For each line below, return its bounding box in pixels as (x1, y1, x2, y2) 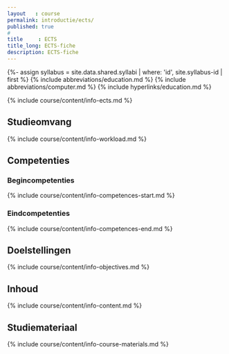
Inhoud (7, 283, 39, 295)
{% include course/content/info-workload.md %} (7, 135, 147, 143)
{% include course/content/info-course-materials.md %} (7, 340, 170, 348)
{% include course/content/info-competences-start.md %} (7, 192, 175, 200)
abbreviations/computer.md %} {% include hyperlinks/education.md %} (7, 83, 212, 91)
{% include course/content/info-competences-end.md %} (7, 224, 173, 233)
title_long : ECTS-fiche (7, 42, 76, 49)
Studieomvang (7, 116, 72, 128)
